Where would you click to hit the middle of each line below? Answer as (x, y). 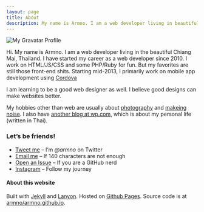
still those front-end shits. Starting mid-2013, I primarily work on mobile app (101, 71)
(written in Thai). (27, 121)
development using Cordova (42, 78)
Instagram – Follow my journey (53, 169)
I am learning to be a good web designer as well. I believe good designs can (101, 90)
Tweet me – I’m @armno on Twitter (59, 150)
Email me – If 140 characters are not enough (70, 156)
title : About (23, 18)
